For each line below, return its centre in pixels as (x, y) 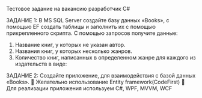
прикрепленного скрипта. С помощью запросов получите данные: (92, 33)
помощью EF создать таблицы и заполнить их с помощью (81, 27)
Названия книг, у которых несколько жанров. (73, 51)
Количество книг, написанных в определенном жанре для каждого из (105, 57)
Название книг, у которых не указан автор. (70, 45)
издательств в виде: (41, 64)
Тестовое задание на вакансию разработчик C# (68, 9)
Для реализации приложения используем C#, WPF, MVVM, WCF (89, 88)
